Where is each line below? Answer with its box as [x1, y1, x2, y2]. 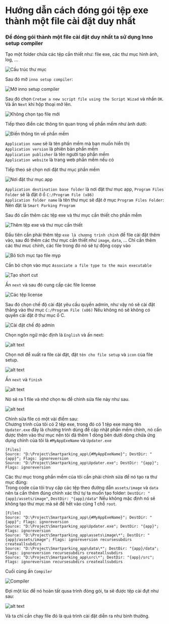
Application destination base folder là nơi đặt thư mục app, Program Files [5, 186, 164, 192]
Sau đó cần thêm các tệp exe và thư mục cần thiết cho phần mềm [5, 212, 142, 218]
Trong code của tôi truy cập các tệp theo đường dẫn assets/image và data [5, 485, 159, 491]
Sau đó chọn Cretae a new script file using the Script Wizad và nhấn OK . [5, 96, 164, 102]
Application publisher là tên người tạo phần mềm [5, 152, 109, 158]
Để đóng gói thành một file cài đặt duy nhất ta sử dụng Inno [5, 33, 153, 41]
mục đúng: [5, 479, 28, 486]
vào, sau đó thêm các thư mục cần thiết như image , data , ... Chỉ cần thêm [5, 237, 156, 243]
